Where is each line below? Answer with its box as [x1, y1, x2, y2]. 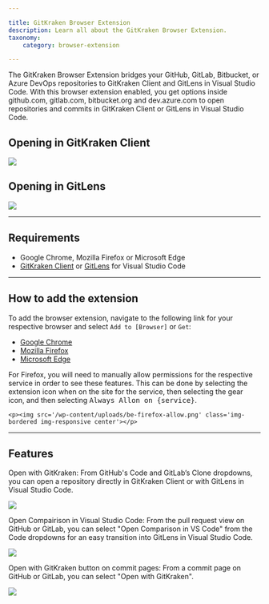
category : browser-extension [22, 41, 120, 49]
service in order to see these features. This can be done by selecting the [8, 378, 248, 388]
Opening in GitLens [8, 179, 106, 193]
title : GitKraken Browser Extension [8, 18, 130, 26]
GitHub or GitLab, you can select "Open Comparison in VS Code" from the [8, 524, 254, 534]
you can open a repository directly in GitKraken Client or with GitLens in [8, 477, 244, 486]
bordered [8, 417, 38, 425]
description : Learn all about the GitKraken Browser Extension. [8, 26, 227, 34]
